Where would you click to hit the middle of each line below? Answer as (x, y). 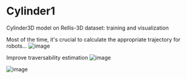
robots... (17, 46)
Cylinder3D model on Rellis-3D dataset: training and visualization (87, 28)
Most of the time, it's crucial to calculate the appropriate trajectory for (93, 39)
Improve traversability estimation (47, 57)
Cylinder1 (31, 11)
